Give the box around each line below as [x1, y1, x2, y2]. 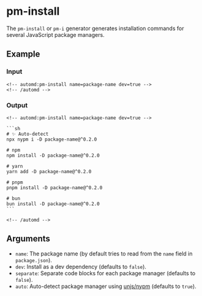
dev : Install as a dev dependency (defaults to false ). [15, 263, 147, 270]
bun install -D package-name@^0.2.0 [6, 201, 100, 207]
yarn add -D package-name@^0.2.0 [6, 168, 92, 174]
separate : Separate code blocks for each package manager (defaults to [15, 269, 196, 277]
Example [6, 49, 40, 60]
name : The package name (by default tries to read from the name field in [15, 250, 193, 257]
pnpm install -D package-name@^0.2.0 [6, 184, 103, 191]
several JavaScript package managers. [6, 31, 105, 38]
